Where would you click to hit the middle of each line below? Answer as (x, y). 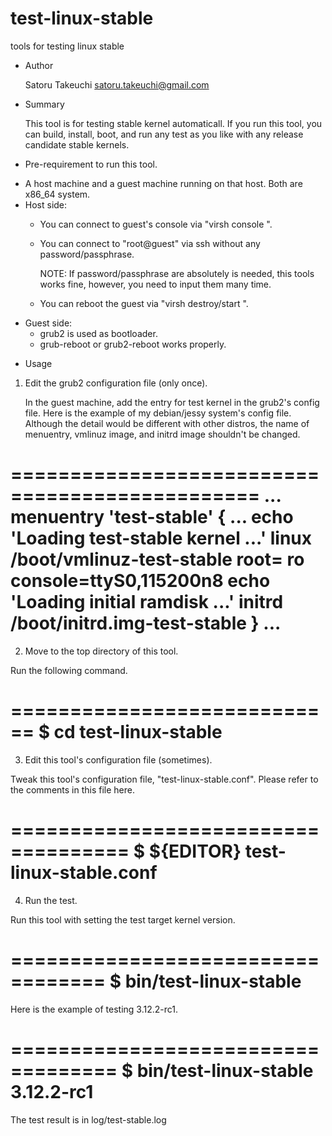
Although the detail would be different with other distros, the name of (167, 423)
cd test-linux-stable (138, 732)
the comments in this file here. (72, 789)
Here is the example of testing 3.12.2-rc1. (94, 1009)
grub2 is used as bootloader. (98, 333)
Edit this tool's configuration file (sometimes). (118, 759)
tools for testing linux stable (67, 46)
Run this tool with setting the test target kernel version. (123, 919)
